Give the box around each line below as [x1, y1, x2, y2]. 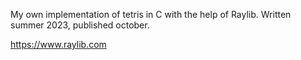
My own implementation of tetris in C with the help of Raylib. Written [10, 9, 292, 20]
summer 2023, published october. [10, 19, 150, 31]
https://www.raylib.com [10, 39, 107, 50]
